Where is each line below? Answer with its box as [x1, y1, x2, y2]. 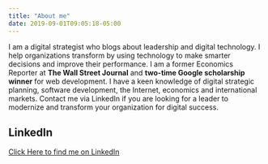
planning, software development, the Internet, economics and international [8, 84, 257, 94]
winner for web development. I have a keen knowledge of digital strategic [8, 76, 255, 86]
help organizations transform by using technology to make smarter [8, 50, 231, 60]
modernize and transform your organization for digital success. [8, 102, 219, 112]
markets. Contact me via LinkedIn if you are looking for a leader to [8, 93, 229, 103]
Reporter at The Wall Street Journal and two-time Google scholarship [8, 67, 245, 77]
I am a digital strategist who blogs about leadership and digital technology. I [8, 41, 261, 51]
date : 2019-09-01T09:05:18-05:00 [8, 19, 121, 28]
